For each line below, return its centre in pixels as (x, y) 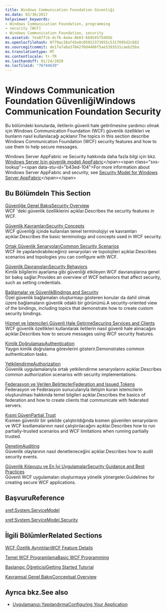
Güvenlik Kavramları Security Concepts (45, 226)
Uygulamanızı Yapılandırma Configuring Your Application (70, 604)
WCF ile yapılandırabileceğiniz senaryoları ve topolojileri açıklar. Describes (81, 251)
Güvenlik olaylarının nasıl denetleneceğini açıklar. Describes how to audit (79, 451)
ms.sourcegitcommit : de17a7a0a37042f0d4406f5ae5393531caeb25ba (72, 47)
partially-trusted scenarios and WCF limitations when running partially (77, 431)
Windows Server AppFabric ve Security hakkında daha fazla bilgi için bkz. (81, 157)
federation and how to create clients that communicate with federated (77, 400)
